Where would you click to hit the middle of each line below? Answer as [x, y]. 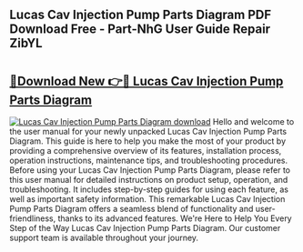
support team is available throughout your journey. [104, 237]
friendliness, [33, 218]
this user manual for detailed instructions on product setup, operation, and [149, 180]
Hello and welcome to [253, 121]
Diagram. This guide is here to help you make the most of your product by [148, 141]
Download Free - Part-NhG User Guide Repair [140, 30]
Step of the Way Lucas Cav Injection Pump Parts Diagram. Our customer [145, 228]
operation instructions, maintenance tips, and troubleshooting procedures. [149, 160]
